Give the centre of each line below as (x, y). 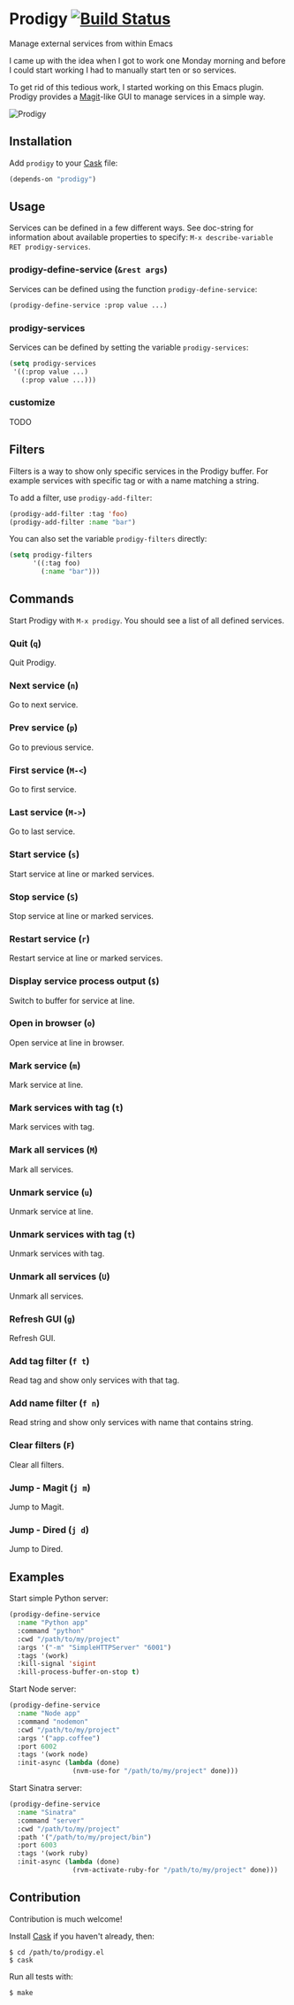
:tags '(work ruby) (53, 1854)
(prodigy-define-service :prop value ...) (88, 305)
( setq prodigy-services (53, 363)
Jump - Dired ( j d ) (49, 1530)
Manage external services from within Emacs (91, 43)
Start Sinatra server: (45, 1788)
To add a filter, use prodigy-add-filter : (81, 497)
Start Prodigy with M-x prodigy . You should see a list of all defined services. (147, 621)
